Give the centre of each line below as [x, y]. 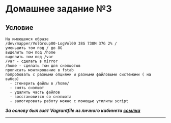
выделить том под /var [29, 57]
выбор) [12, 79]
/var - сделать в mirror [32, 61]
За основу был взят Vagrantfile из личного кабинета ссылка [73, 110]
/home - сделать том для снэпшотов [43, 66]
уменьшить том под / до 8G [34, 48]
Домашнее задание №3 [59, 9]
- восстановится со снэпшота [41, 97]
